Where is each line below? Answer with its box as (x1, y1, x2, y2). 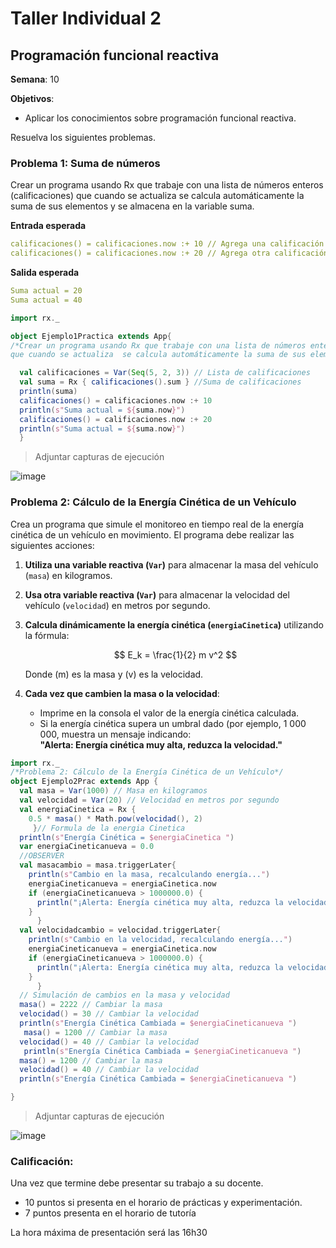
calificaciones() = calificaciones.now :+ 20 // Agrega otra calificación (10, 248, 329, 259)
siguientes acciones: (10, 539, 95, 551)
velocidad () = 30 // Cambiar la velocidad (19, 1009, 199, 1019)
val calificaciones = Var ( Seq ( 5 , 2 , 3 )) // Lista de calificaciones (19, 368, 311, 378)
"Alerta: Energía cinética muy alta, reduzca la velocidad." (39, 738, 283, 751)
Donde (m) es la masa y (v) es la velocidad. (24, 668, 204, 680)
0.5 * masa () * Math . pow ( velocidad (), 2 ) (28, 813, 204, 824)
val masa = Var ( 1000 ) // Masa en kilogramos (19, 786, 208, 796)
